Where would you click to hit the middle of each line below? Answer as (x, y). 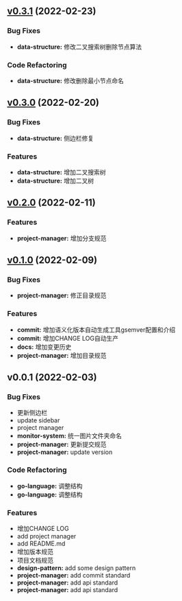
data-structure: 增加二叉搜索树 (61, 172)
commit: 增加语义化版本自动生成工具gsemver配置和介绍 (96, 330)
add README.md (41, 543)
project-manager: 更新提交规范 (62, 444)
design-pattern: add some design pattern (76, 568)
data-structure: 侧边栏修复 (55, 138)
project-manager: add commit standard (74, 575)
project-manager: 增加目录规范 (62, 355)
